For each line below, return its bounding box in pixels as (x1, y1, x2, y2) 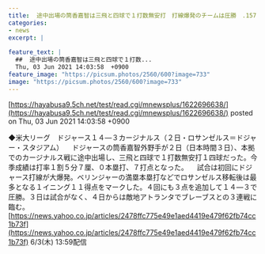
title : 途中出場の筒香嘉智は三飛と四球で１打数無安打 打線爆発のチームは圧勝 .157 (8, 11, 257, 20)
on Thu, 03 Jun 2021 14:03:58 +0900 (8, 116, 131, 126)
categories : (8, 19, 47, 27)
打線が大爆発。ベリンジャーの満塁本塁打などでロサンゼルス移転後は (28, 172, 251, 182)
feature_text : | (8, 48, 62, 56)
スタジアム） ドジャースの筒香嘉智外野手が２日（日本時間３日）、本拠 (21, 142, 256, 152)
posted (230, 108, 253, 117)
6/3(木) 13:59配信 (30, 237, 87, 246)
